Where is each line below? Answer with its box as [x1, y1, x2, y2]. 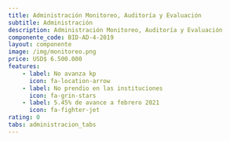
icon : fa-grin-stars [28, 92, 97, 99]
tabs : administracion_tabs [8, 121, 97, 128]
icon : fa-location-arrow [28, 77, 111, 85]
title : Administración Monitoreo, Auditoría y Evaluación [8, 11, 202, 20]
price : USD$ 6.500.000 [8, 56, 82, 63]
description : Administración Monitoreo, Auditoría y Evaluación [8, 26, 223, 34]
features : [8, 63, 41, 70]
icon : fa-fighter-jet [28, 107, 100, 114]
